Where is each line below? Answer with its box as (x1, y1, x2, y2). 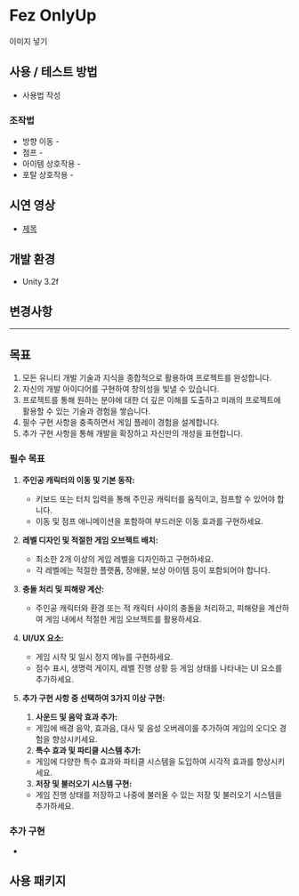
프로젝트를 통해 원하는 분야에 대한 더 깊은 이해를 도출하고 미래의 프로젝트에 (21, 395, 282, 406)
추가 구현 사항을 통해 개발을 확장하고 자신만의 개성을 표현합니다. (21, 428, 243, 439)
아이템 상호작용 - (21, 158, 82, 169)
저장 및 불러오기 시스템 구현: (35, 778, 133, 788)
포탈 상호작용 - (21, 170, 74, 181)
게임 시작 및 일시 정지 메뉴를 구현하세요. (35, 651, 174, 662)
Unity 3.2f (21, 276, 60, 287)
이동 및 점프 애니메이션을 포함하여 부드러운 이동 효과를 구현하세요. (35, 515, 264, 526)
